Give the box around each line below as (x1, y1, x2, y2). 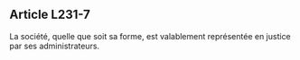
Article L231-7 (9, 7, 90, 22)
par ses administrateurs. (9, 40, 100, 51)
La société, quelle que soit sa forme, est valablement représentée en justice (9, 30, 291, 41)
